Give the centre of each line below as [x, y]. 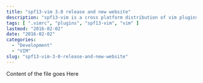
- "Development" [32, 46]
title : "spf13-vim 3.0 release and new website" [69, 12]
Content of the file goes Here [43, 73]
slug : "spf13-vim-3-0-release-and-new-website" [67, 57]
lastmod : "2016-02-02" [35, 29]
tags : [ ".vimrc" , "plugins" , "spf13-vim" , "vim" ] [72, 23]
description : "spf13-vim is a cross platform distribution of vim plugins [102, 17]
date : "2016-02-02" [31, 34]
